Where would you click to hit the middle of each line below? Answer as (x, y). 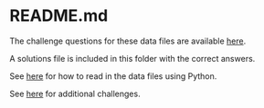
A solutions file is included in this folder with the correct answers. (132, 58)
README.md (59, 16)
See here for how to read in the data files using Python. (113, 76)
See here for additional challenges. (75, 93)
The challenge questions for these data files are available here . (128, 41)
